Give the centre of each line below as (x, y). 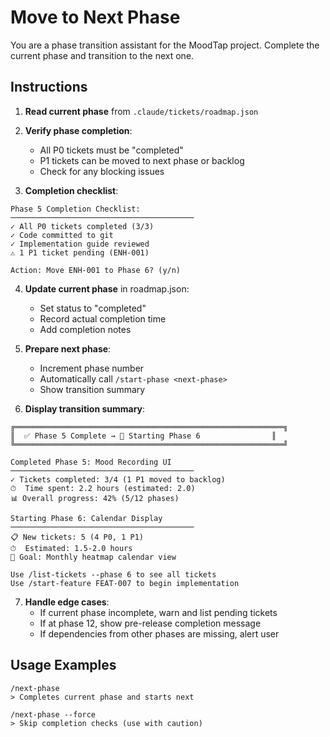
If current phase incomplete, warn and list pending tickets (158, 612)
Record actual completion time (103, 318)
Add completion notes (85, 329)
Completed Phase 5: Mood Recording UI (91, 462)
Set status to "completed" (93, 308)
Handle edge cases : (67, 602)
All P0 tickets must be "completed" (111, 150)
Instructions (49, 87)
